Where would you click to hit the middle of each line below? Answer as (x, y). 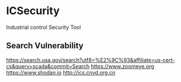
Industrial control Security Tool (43, 27)
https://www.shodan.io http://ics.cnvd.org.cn (61, 73)
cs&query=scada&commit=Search (48, 66)
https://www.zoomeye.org (123, 66)
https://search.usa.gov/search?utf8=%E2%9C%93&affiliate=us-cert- (90, 60)
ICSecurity (33, 11)
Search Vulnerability (45, 46)
